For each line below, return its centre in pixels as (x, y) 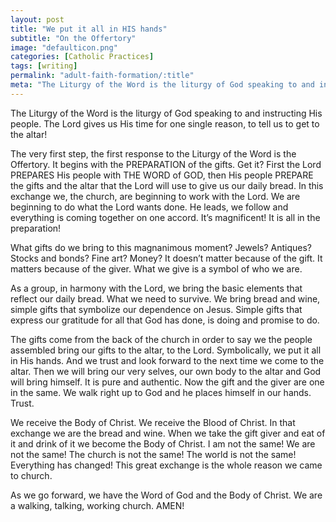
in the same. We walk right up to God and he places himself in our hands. (161, 392)
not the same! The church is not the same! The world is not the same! (153, 454)
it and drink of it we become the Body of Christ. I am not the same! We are (163, 443)
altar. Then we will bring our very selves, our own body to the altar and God (166, 371)
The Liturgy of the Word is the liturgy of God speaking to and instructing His (166, 113)
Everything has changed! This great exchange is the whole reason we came (166, 465)
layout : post (37, 19)
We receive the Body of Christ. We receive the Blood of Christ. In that (153, 422)
